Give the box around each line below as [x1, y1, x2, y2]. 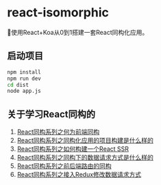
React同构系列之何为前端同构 [16, 128, 100, 136]
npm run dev [7, 75, 41, 82]
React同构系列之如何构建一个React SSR [16, 145, 129, 153]
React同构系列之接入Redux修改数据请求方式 [16, 171, 142, 179]
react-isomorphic [7, 5, 110, 20]
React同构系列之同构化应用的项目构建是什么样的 [16, 137, 154, 145]
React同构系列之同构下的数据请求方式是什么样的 [16, 154, 154, 162]
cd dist [7, 81, 29, 88]
